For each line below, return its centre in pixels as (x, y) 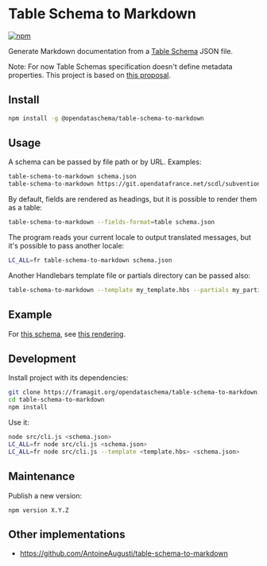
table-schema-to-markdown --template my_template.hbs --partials (118, 290)
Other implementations (67, 534)
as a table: (25, 208)
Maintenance (42, 477)
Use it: (19, 422)
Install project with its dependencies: (68, 378)
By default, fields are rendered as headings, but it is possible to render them (133, 199)
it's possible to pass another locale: (66, 246)
